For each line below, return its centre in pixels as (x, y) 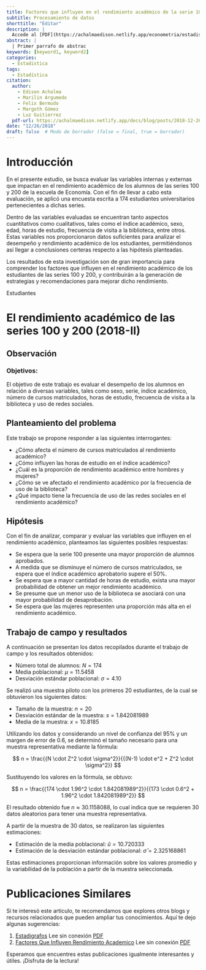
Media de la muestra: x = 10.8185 (57, 722)
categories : (21, 58)
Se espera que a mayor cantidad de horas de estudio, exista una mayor (105, 580)
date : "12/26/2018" (31, 126)
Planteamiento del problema (61, 423)
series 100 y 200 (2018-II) (74, 331)
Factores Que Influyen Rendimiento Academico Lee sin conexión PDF (103, 942)
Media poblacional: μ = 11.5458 (55, 672)
